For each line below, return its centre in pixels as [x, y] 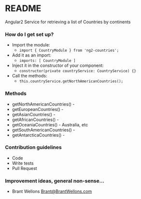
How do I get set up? [29, 34]
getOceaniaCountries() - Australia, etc [50, 124]
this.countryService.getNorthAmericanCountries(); [71, 81]
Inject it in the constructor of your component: [58, 65]
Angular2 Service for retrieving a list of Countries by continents [68, 22]
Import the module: [31, 45]
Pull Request [24, 168]
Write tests [23, 163]
